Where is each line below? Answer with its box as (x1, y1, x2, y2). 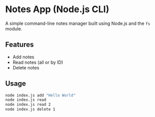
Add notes (12, 54, 34, 60)
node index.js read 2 (5, 102, 51, 107)
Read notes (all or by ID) (12, 59, 63, 65)
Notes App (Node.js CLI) (5, 4, 109, 15)
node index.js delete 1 (5, 107, 56, 112)
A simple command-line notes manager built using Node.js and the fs (5, 20, 150, 26)
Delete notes (12, 64, 40, 70)
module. (5, 25, 23, 31)
